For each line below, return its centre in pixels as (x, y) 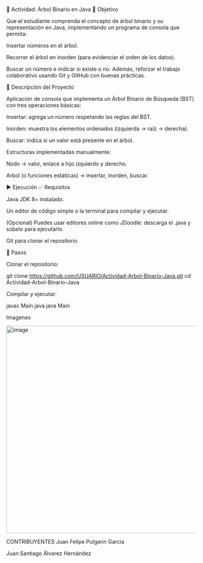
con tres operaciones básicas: (44, 105)
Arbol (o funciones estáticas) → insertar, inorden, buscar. (78, 175)
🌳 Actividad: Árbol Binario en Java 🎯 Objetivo (62, 9)
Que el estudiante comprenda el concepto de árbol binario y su (85, 21)
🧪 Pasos (17, 253)
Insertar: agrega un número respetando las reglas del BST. (79, 117)
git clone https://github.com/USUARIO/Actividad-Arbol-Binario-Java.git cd (99, 276)
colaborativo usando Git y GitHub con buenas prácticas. (76, 75)
